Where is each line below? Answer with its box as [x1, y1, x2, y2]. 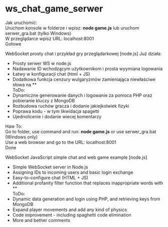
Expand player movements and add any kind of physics [12, 206, 127, 212]
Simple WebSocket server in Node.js [12, 164, 88, 170]
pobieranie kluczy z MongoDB [12, 97, 75, 103]
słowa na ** [12, 81, 37, 88]
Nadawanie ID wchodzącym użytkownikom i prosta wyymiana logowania [12, 66, 163, 72]
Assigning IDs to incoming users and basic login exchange [12, 169, 133, 175]
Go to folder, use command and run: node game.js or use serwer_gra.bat [5, 128, 156, 134]
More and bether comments [12, 217, 70, 223]
